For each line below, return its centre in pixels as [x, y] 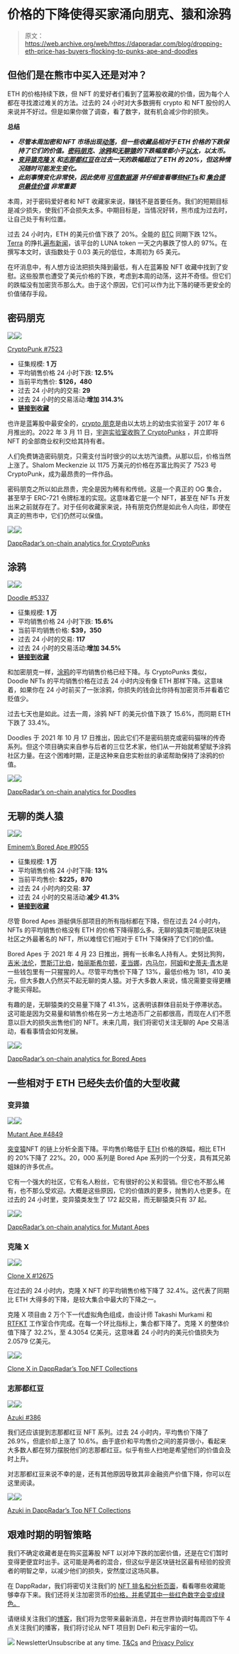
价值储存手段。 [29, 293]
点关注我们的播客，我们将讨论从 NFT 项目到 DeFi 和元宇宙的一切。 [105, 1628]
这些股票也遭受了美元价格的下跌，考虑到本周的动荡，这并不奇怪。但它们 [125, 276]
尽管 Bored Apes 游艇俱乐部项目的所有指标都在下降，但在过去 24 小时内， [116, 921]
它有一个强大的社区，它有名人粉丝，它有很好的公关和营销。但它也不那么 [113, 1182]
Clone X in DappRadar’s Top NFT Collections [73, 1369]
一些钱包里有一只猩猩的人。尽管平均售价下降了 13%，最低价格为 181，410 [115, 972]
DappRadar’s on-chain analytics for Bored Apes [77, 1059]
